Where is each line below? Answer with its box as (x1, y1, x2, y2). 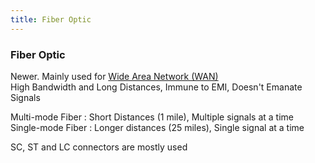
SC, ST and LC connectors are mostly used (10, 141, 188, 153)
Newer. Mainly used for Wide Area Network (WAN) (10, 70, 219, 82)
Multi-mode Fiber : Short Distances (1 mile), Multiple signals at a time (10, 111, 295, 123)
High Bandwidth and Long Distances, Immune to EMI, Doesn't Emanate (10, 81, 303, 93)
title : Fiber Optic (10, 14, 92, 25)
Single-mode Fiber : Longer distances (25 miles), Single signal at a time (10, 121, 305, 133)
